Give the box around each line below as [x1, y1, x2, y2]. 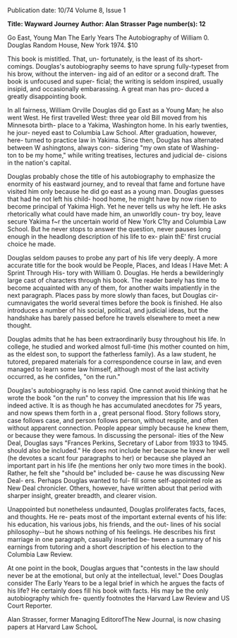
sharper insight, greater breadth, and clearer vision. [7, 492, 157, 499]
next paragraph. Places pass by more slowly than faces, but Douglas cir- [7, 291, 219, 299]
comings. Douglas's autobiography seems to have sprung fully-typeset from [7, 62, 229, 70]
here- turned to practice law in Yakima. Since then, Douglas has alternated [7, 136, 224, 144]
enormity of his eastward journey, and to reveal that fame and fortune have [7, 180, 226, 188]
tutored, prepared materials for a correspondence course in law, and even [7, 357, 222, 366]
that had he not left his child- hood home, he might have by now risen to [7, 195, 217, 203]
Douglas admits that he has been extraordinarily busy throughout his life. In [7, 335, 226, 343]
